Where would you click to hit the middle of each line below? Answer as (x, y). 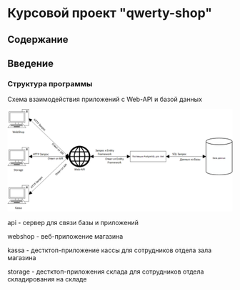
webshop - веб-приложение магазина (65, 236)
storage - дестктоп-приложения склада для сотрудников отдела (106, 271)
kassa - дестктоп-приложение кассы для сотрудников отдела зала (110, 250)
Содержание (38, 40)
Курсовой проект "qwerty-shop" (110, 13)
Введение (31, 63)
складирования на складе (47, 279)
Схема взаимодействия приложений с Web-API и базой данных (105, 99)
